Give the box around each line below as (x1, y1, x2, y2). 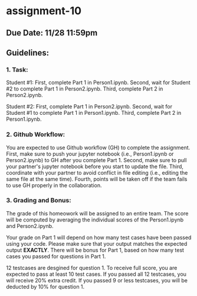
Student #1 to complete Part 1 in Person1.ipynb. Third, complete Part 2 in (6, 110, 182, 117)
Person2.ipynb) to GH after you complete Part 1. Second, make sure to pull (6, 156, 187, 163)
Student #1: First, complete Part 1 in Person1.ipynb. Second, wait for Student (6, 79, 191, 86)
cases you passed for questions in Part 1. (6, 253, 106, 260)
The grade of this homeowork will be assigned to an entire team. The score (6, 210, 189, 217)
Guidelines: (6, 47, 50, 57)
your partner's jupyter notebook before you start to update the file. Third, (6, 163, 184, 170)
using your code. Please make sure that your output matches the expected (6, 240, 188, 247)
